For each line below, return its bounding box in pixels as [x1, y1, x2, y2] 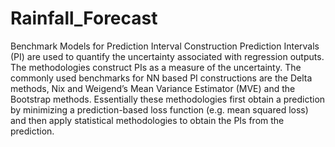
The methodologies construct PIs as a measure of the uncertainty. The [10, 61, 302, 73]
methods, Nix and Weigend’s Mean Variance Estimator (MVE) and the [10, 82, 296, 94]
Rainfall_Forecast [10, 7, 158, 30]
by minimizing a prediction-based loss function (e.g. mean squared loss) [10, 103, 309, 116]
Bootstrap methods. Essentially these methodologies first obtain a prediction [10, 93, 326, 105]
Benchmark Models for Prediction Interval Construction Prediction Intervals [10, 40, 320, 52]
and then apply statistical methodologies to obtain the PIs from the [10, 114, 285, 126]
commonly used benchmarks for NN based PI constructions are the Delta [10, 72, 313, 84]
